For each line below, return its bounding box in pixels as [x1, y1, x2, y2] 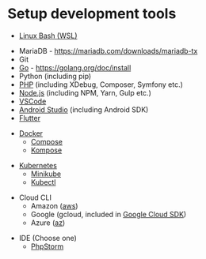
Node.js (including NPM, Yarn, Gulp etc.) [18, 88, 152, 97]
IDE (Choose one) [18, 233, 77, 242]
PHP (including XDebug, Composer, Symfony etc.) [18, 80, 184, 89]
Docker [18, 128, 44, 138]
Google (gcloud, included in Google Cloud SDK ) [30, 209, 187, 219]
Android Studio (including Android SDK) [18, 104, 149, 114]
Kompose [30, 145, 63, 155]
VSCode [18, 96, 47, 106]
